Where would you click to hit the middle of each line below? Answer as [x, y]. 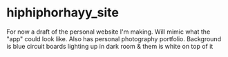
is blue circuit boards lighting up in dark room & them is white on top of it [110, 46]
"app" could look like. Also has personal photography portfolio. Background [114, 38]
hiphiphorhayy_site [63, 13]
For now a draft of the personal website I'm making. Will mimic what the [108, 32]
